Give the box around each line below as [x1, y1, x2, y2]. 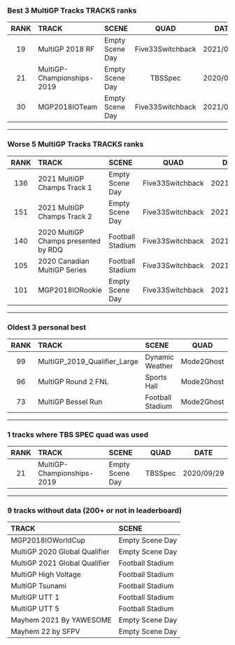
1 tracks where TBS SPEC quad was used [7, 430, 149, 440]
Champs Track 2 [38, 211, 92, 221]
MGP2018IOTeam [38, 102, 98, 112]
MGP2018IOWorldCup [10, 536, 86, 545]
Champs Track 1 [38, 182, 92, 192]
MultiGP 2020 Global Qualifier [10, 547, 110, 557]
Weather [145, 360, 173, 370]
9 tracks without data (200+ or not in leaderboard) [7, 505, 182, 515]
